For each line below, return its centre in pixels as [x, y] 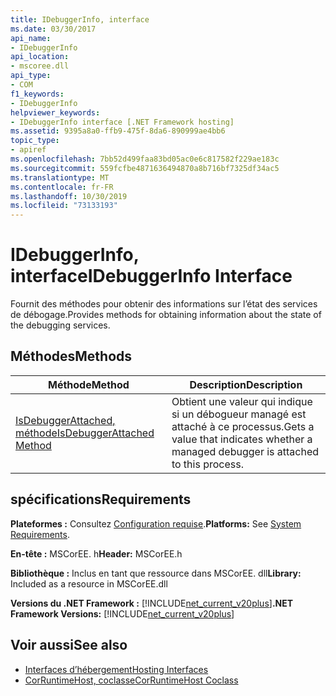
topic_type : [35, 141]
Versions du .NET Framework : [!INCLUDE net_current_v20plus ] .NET [152, 603]
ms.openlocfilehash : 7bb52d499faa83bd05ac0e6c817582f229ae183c [145, 159]
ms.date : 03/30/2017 [53, 29]
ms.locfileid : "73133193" [64, 206]
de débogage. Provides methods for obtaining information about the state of [166, 315]
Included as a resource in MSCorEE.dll [89, 583]
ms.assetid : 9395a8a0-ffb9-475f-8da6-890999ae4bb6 [118, 131]
